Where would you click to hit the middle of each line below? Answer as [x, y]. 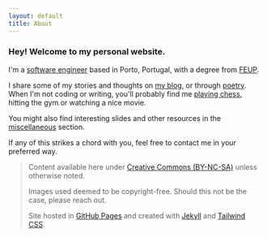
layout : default [36, 16]
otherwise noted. [56, 175]
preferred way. [33, 151]
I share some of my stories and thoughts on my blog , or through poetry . [127, 85]
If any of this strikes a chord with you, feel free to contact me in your [123, 142]
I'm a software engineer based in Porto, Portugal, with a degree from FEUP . [134, 69]
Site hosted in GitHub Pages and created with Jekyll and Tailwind [137, 215]
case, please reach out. [67, 200]
